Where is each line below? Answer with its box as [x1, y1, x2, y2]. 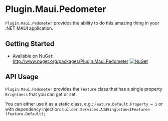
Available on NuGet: [12, 53, 54, 59]
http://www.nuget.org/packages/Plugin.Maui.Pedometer [12, 58, 129, 64]
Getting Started [5, 40, 55, 48]
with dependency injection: [5, 106, 61, 112]
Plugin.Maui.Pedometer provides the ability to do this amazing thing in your [5, 20, 159, 26]
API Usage [5, 73, 39, 81]
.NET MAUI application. [5, 25, 54, 31]
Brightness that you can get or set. [5, 91, 77, 97]
